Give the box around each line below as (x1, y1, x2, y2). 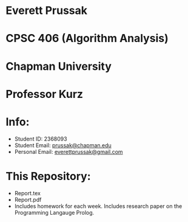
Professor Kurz (5, 87, 83, 101)
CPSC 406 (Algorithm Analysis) (5, 32, 169, 46)
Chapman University (5, 59, 112, 73)
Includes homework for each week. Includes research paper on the (14, 202, 183, 210)
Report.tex (14, 189, 41, 196)
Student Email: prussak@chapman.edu (14, 141, 112, 149)
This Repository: (5, 169, 92, 183)
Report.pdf (14, 196, 42, 203)
